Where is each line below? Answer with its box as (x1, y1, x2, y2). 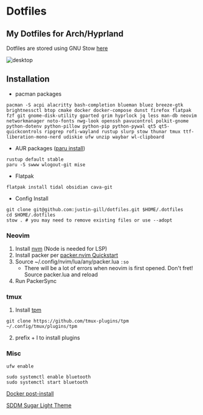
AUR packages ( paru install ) (15, 144, 86, 152)
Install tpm (15, 306, 41, 314)
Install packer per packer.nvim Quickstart (15, 251, 119, 259)
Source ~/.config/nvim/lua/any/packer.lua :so (15, 258, 129, 265)
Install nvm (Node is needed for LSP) (15, 245, 108, 253)
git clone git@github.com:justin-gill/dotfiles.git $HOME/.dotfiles (6, 206, 184, 212)
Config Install (15, 195, 49, 202)
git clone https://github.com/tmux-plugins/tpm (6, 318, 129, 324)
